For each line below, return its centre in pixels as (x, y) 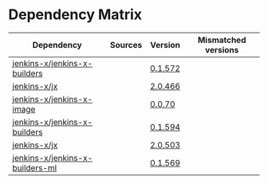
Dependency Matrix (75, 15)
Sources (126, 45)
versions (222, 49)
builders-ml (35, 167)
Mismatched (222, 40)
